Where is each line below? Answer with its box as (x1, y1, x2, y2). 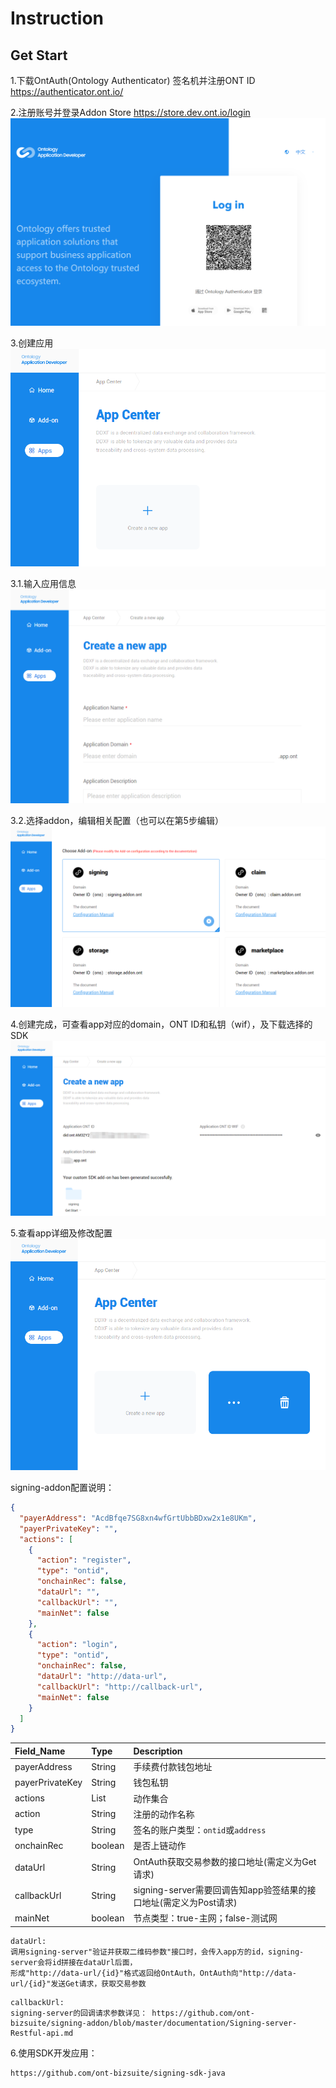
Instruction (10, 7, 104, 30)
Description (133, 1745, 183, 1757)
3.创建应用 (10, 337, 54, 349)
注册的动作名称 (133, 1808, 195, 1820)
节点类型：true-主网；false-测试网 (133, 1912, 278, 1924)
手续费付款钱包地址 (133, 1761, 213, 1773)
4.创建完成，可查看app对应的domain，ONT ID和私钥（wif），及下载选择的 (10, 1018, 313, 1030)
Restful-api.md (10, 2028, 74, 2038)
